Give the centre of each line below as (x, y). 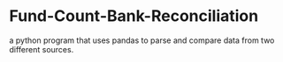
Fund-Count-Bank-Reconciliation (134, 16)
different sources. (42, 49)
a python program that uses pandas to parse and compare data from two (142, 40)
